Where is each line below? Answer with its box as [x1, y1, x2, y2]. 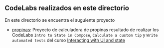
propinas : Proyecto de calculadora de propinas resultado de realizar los [11, 27, 159, 33]
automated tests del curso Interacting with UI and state [11, 37, 125, 43]
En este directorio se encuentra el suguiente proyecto [4, 17, 115, 23]
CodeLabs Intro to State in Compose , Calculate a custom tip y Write [11, 32, 158, 38]
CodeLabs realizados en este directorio [4, 4, 129, 12]
